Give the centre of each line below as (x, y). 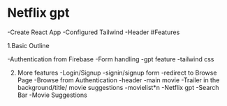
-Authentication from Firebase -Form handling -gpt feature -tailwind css (111, 59)
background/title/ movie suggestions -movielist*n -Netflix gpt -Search (118, 87)
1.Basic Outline (29, 45)
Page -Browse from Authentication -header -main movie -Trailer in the (118, 80)
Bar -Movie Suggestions (52, 95)
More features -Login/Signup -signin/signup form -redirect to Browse (117, 73)
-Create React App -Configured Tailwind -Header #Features (94, 32)
